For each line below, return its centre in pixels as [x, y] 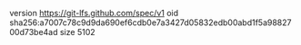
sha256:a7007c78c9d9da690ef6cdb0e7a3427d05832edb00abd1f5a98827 [150, 22]
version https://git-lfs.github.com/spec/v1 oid [94, 13]
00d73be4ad [34, 32]
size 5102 [77, 32]
